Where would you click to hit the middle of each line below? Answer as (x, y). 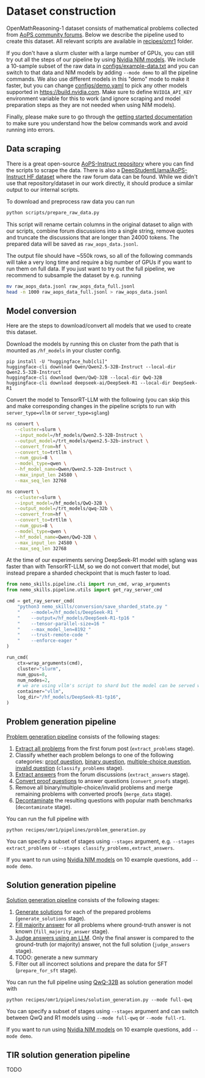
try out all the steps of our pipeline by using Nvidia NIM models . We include (101, 59)
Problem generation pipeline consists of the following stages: (83, 737)
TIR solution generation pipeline (68, 1055)
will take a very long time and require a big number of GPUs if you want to (99, 262)
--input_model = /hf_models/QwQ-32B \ (61, 503)
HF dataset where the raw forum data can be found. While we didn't (112, 177)
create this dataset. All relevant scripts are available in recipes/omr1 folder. (100, 41)
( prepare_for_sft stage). (46, 970)
